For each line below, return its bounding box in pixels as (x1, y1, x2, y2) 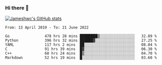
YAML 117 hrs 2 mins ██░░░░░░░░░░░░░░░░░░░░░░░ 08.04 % (5, 42, 157, 47)
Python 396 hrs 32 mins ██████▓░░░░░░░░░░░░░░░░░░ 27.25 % (5, 38, 157, 43)
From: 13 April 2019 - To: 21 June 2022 (5, 25, 89, 30)
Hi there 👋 (5, 4, 29, 11)
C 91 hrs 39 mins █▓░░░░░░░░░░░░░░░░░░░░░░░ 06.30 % (5, 47, 157, 52)
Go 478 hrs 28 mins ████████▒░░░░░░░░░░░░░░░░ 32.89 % (5, 34, 157, 39)
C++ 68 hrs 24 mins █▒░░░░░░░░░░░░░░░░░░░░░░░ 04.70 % (5, 51, 157, 56)
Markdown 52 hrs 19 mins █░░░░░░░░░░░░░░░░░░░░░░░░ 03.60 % (5, 55, 157, 61)
